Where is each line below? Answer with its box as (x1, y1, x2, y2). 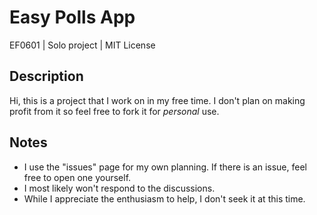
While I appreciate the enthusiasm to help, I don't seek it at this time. (23, 192, 306, 205)
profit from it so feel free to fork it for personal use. (9, 105, 220, 117)
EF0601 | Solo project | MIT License (9, 39, 156, 51)
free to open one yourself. (23, 171, 132, 183)
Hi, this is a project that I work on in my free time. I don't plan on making (9, 94, 306, 106)
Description (9, 68, 84, 85)
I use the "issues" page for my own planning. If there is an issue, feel (23, 161, 307, 173)
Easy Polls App (9, 6, 136, 29)
